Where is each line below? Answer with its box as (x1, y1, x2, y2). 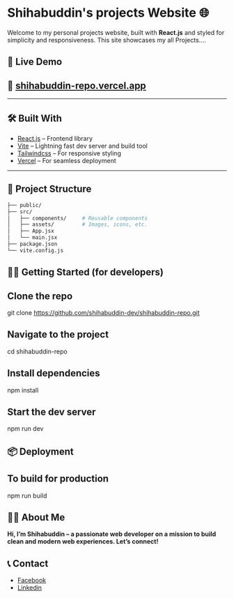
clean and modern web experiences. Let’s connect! (7, 537, 159, 546)
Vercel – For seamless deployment (17, 156, 116, 164)
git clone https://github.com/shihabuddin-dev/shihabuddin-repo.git (7, 308, 200, 316)
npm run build (7, 491, 47, 500)
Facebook (17, 576, 47, 585)
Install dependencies (7, 367, 100, 379)
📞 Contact (7, 558, 49, 569)
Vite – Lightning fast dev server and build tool (17, 141, 148, 150)
